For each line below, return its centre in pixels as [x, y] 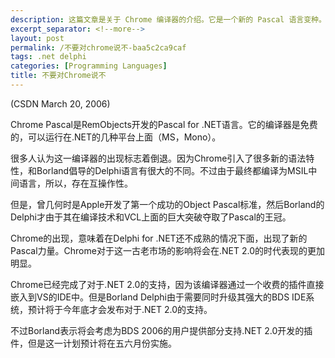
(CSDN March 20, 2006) [60, 103]
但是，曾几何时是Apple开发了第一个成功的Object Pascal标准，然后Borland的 [167, 204]
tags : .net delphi [48, 57]
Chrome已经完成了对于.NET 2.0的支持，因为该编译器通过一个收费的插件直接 [167, 284]
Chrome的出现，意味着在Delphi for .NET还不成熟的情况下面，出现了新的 [159, 238]
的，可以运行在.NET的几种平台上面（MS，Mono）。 [116, 137]
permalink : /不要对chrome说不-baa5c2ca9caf [98, 47]
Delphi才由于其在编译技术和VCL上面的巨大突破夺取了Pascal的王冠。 [151, 217]
